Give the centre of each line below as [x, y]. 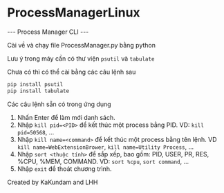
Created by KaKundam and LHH [53, 182]
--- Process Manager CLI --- [48, 32]
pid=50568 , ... [36, 132]
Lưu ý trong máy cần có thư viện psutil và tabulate [81, 58]
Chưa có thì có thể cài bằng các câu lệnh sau [72, 72]
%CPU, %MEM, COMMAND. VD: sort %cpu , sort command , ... [103, 161]
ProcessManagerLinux [74, 13]
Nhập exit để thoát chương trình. [64, 169]
